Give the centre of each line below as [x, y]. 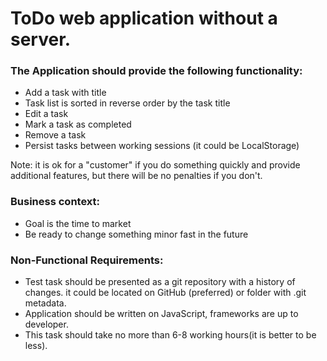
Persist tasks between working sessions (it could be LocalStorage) [162, 146]
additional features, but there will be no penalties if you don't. [136, 176]
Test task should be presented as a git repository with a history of [160, 282]
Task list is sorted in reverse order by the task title [127, 103]
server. [41, 39]
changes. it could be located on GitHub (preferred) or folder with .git [165, 293]
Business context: [55, 202]
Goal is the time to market [78, 223]
